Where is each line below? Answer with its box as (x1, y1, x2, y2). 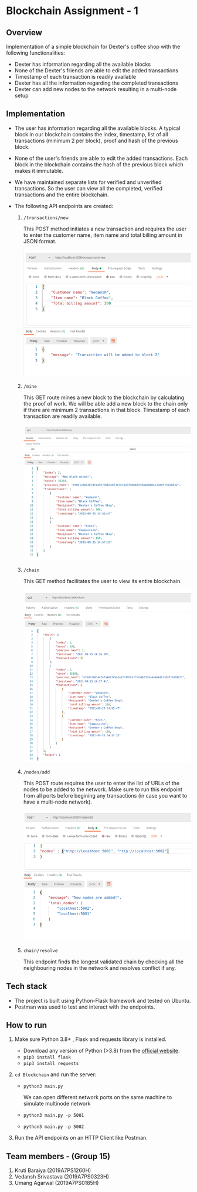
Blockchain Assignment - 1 (6, 4, 139, 18)
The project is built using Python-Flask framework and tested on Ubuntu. (14, 997, 191, 1004)
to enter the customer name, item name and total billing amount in (23, 231, 183, 239)
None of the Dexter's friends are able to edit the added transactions (14, 67, 179, 74)
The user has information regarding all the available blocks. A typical (14, 125, 181, 132)
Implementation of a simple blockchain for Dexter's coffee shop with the (6, 43, 181, 50)
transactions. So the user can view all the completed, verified (14, 185, 163, 192)
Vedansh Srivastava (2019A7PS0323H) (14, 1173, 110, 1180)
